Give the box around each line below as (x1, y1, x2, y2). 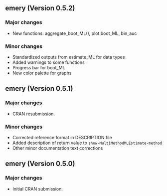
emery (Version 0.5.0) (5, 160, 75, 168)
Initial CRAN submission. (12, 186, 63, 192)
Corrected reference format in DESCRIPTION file (12, 134, 112, 140)
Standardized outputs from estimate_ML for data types (12, 54, 125, 60)
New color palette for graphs (12, 70, 72, 76)
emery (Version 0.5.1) (5, 84, 73, 93)
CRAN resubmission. (12, 111, 55, 117)
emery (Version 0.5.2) (5, 4, 75, 12)
